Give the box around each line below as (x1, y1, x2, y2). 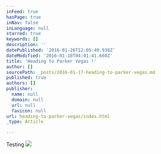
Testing (6, 141, 25, 148)
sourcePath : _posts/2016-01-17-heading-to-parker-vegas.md (6, 69, 156, 75)
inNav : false (6, 20, 39, 25)
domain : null (11, 97, 44, 102)
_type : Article (6, 119, 44, 125)
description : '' (6, 42, 46, 48)
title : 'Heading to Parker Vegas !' (6, 58, 97, 64)
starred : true (6, 31, 42, 37)
